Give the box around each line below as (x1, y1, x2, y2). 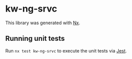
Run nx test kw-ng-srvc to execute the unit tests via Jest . (5, 47, 127, 53)
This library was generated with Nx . (5, 20, 80, 26)
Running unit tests (5, 34, 65, 43)
